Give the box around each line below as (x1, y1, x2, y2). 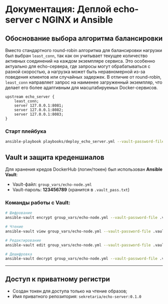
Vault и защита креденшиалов (5, 153, 104, 161)
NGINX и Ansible (42, 14, 113, 26)
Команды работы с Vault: (5, 199, 70, 206)
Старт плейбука (5, 128, 46, 135)
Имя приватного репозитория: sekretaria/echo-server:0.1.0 (12, 293, 141, 299)
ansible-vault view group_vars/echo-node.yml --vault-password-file (5, 229, 151, 234)
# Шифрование (5, 210, 32, 216)
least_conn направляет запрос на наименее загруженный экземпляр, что (5, 79, 162, 85)
